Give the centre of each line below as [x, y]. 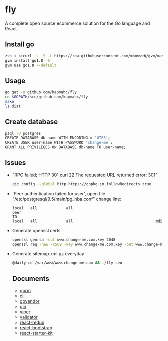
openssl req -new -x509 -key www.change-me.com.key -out [73, 244]
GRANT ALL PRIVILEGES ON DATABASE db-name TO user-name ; [66, 147]
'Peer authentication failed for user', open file [59, 193]
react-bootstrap [36, 328]
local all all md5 [87, 221]
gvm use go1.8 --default [31, 65]
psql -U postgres [23, 133]
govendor [30, 301]
